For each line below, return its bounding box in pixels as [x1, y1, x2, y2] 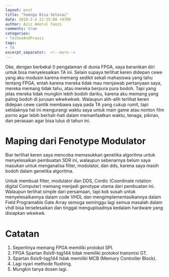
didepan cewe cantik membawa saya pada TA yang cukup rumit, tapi [5, 101, 149, 107]
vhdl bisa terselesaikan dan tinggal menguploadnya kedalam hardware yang [5, 205, 163, 211]
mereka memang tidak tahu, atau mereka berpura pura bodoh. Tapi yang [5, 85, 156, 91]
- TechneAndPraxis [5, 36, 44, 41]
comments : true [5, 26, 37, 31]
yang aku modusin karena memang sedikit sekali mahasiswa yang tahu [5, 74, 153, 81]
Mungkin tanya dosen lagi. [12, 266, 68, 272]
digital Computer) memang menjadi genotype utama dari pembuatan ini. [5, 183, 155, 189]
